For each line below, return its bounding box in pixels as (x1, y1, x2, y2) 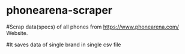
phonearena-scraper (6, 4, 113, 17)
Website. (6, 29, 28, 36)
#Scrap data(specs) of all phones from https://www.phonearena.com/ (6, 23, 179, 30)
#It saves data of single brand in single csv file (6, 41, 121, 48)
